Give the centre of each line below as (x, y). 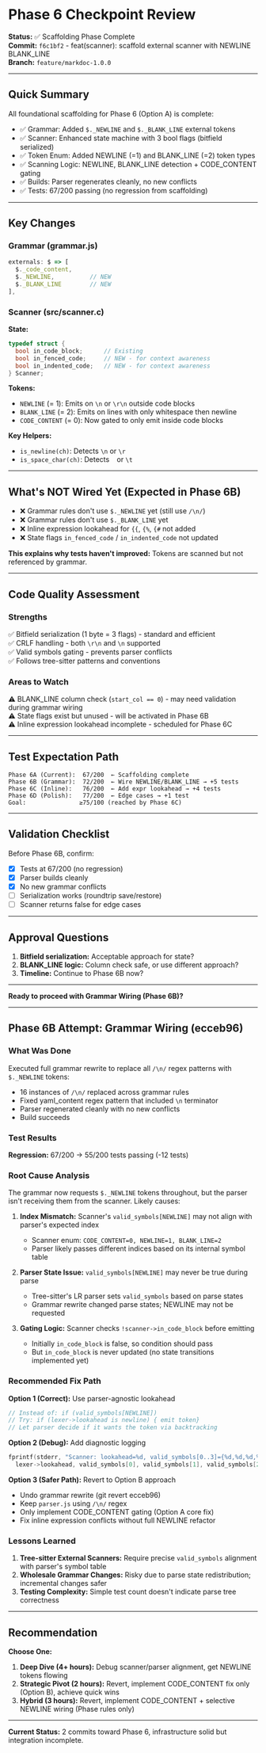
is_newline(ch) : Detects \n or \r (72, 451)
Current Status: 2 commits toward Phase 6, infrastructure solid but (118, 1732)
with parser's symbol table (63, 1567)
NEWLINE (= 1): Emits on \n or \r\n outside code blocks (107, 404)
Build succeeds (45, 1117)
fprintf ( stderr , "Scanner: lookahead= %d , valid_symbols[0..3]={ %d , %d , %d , (133, 1458)
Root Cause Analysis (49, 1176)
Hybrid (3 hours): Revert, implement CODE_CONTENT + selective (127, 1701)
